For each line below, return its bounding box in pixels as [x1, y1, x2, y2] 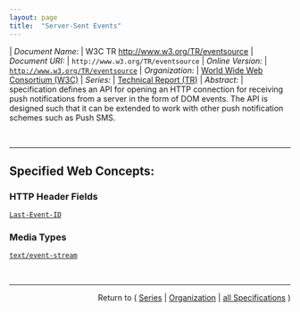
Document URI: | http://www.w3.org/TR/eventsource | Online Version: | [9, 55, 268, 66]
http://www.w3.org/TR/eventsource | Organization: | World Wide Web [9, 64, 263, 76]
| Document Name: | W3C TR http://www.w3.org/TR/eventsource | [9, 45, 254, 56]
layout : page [9, 12, 58, 22]
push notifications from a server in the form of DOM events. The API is [9, 93, 268, 103]
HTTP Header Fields [9, 190, 98, 202]
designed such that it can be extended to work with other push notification [9, 103, 284, 113]
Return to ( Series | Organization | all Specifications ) [97, 292, 291, 303]
